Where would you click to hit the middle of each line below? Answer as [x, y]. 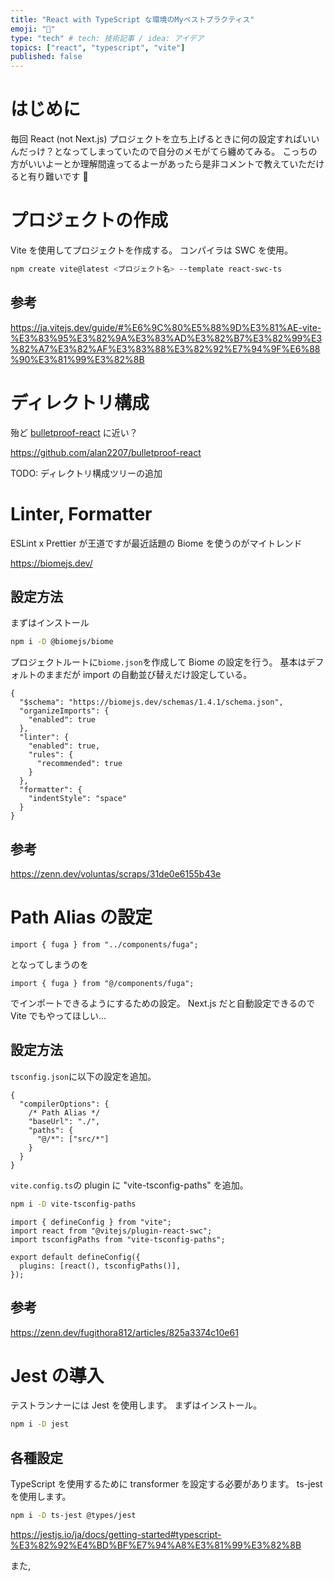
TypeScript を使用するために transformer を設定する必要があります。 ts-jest [166, 1484]
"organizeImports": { [64, 711]
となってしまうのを [49, 964]
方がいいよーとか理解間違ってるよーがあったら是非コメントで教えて [150, 164]
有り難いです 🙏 [58, 177]
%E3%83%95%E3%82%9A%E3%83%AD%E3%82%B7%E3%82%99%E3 [166, 338]
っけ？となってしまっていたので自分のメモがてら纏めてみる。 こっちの [172, 152]
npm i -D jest [40, 1424]
